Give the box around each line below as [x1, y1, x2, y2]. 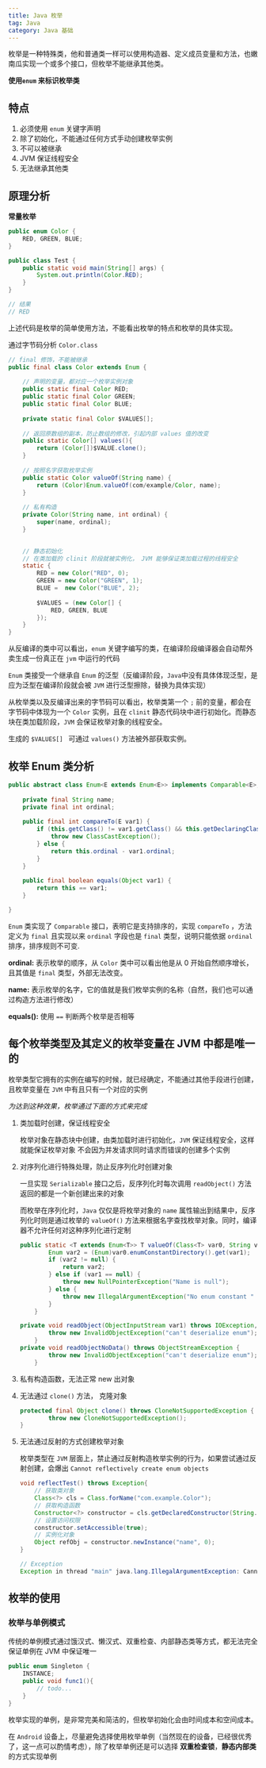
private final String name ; [22, 795, 115, 804]
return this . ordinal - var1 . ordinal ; [50, 847, 176, 855]
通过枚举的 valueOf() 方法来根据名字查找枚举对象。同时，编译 [54, 1215, 257, 1224]
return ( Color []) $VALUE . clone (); [36, 444, 147, 452]
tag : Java [8, 19, 41, 27]
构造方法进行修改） [14, 994, 78, 1004]
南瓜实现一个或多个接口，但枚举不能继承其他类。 [8, 59, 168, 68]
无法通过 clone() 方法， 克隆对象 [19, 1390, 127, 1401]
